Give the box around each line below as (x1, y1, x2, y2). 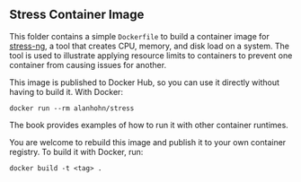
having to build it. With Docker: (9, 86, 124, 97)
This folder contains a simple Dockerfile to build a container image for (9, 30, 270, 41)
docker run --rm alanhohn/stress (9, 103, 135, 113)
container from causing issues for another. (9, 59, 167, 70)
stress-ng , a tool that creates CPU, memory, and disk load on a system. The (9, 40, 290, 51)
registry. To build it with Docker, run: (9, 146, 144, 157)
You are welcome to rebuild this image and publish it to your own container (9, 136, 287, 147)
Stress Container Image (9, 7, 145, 22)
